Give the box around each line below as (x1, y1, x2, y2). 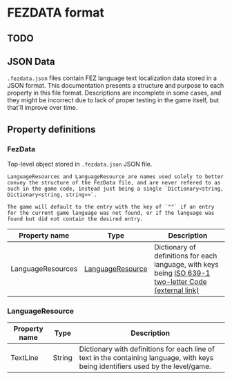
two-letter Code (154, 277, 207, 287)
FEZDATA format (7, 5, 105, 21)
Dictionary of (154, 243, 197, 252)
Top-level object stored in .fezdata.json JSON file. (7, 160, 153, 169)
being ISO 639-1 (154, 268, 211, 278)
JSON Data (7, 55, 55, 67)
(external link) (154, 285, 200, 295)
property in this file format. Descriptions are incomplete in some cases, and (7, 88, 222, 97)
